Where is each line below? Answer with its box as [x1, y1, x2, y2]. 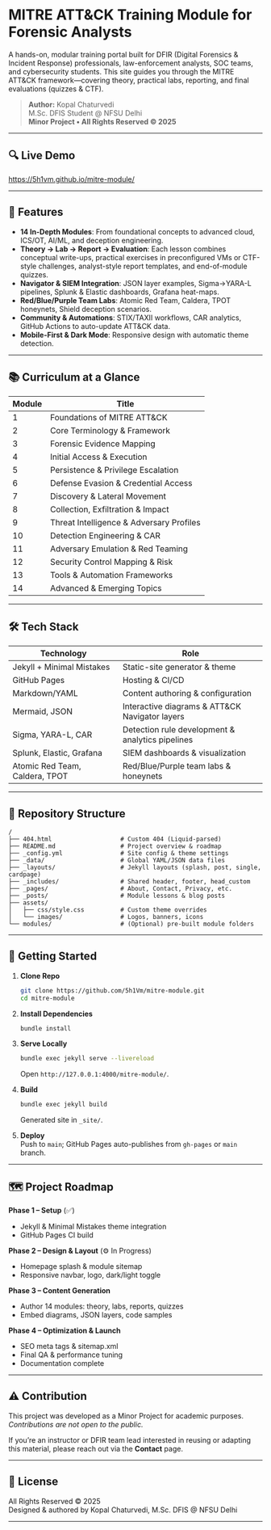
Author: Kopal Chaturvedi [27, 99, 115, 109]
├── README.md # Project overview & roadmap [8, 842, 222, 850]
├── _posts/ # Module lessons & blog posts [8, 891, 226, 900]
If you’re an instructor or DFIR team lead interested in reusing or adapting [8, 1435, 252, 1444]
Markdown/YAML [12, 688, 78, 699]
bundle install [19, 1024, 72, 1032]
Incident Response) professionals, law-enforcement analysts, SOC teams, [8, 58, 254, 68]
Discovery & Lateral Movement [49, 491, 167, 502]
